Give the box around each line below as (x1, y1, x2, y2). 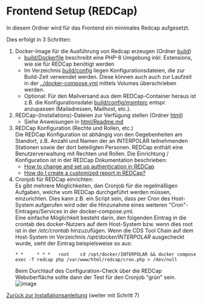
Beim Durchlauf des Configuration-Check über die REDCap (14, 267, 162, 274)
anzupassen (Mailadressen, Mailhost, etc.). (24, 105, 131, 112)
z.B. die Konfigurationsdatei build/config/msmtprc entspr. (24, 98, 167, 106)
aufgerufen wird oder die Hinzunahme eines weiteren (35, 201, 168, 209)
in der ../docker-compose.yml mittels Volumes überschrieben (24, 80, 177, 87)
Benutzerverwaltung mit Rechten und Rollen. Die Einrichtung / (14, 149, 169, 157)
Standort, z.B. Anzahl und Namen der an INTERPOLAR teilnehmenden (14, 137, 188, 144)
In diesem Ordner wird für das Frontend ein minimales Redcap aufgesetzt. (6, 24, 190, 31)
